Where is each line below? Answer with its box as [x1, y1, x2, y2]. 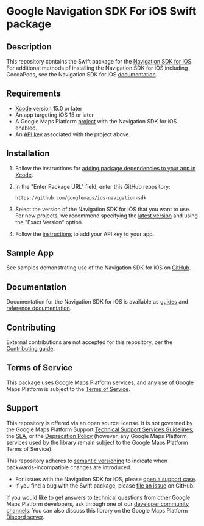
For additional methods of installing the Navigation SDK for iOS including [6, 64, 188, 71]
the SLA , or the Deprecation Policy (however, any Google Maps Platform [6, 432, 187, 439]
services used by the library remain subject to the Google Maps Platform [6, 439, 189, 446]
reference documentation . [6, 304, 72, 312]
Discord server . [6, 513, 45, 521]
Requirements [6, 89, 61, 99]
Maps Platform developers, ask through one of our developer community [6, 500, 189, 508]
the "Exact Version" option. [15, 218, 83, 225]
